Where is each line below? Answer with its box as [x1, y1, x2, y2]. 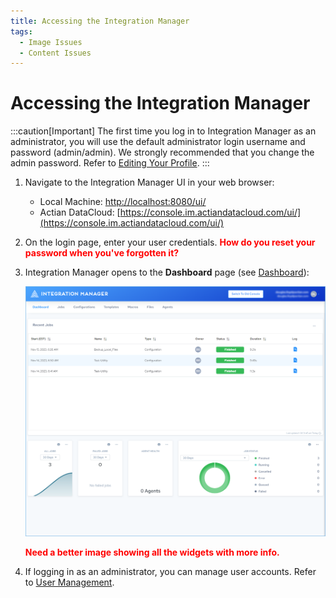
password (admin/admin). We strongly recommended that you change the [10, 146, 315, 159]
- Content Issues [19, 48, 92, 58]
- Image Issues [19, 37, 83, 47]
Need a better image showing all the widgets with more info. [24, 546, 280, 559]
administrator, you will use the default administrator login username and [10, 136, 306, 148]
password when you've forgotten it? [24, 247, 180, 259]
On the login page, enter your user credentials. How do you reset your [24, 236, 316, 249]
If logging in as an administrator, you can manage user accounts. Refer [24, 566, 317, 578]
